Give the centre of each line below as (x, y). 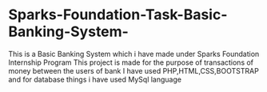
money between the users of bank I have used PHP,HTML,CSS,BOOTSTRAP (134, 70)
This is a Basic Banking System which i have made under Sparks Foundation (134, 54)
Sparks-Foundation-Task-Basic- (118, 15)
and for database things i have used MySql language (95, 79)
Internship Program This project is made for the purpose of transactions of (131, 62)
